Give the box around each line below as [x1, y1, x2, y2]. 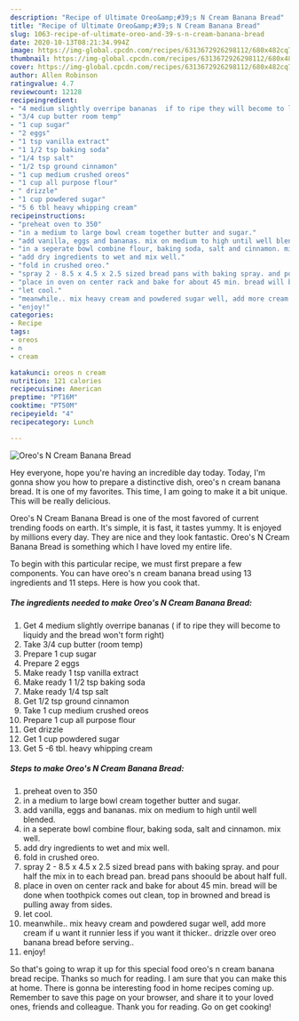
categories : [10, 310, 54, 320]
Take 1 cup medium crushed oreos [22, 704, 149, 716]
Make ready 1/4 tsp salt [22, 686, 109, 696]
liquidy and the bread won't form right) [22, 629, 165, 640]
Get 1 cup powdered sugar [22, 733, 121, 744]
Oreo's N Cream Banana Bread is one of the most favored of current [10, 512, 259, 523]
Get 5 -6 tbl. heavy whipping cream [22, 743, 153, 753]
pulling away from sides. [22, 899, 114, 910]
